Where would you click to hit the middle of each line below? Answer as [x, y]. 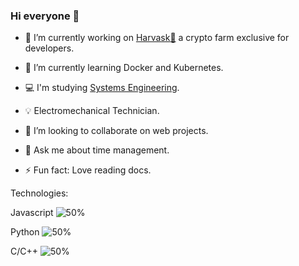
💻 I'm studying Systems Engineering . [102, 88]
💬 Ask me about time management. [97, 150]
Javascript [32, 213]
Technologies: [39, 193]
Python [25, 232]
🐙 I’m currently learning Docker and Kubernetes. [124, 68]
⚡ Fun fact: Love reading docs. [88, 170]
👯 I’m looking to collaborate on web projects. [116, 131]
